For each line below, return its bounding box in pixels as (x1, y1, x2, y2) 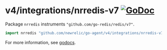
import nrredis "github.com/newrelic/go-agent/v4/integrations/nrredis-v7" (5, 30, 166, 35)
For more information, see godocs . (5, 39, 76, 45)
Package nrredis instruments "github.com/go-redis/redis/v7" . (5, 21, 135, 27)
